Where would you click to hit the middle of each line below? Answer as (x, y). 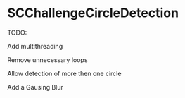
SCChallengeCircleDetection (93, 13)
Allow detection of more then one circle (64, 73)
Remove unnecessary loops (47, 60)
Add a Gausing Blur (35, 87)
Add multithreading (35, 46)
